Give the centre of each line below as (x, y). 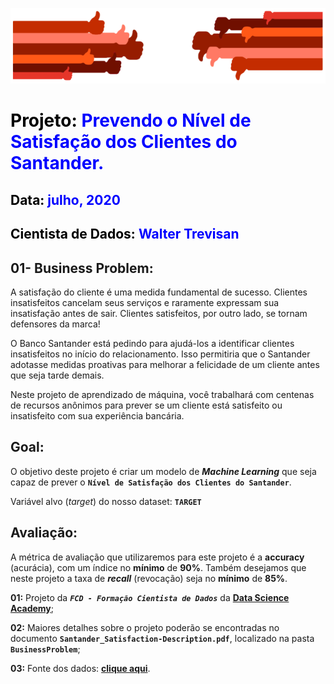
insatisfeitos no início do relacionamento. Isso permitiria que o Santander (160, 354)
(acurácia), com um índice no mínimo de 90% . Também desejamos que (158, 567)
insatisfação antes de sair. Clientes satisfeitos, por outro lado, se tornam (159, 314)
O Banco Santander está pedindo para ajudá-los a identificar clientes (152, 344)
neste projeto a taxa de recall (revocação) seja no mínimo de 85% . (149, 578)
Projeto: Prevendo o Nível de (131, 120)
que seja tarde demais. (57, 375)
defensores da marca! (55, 324)
